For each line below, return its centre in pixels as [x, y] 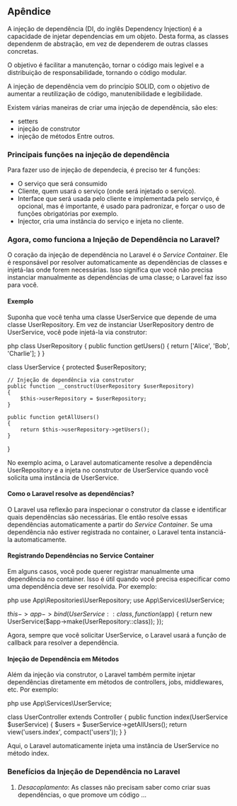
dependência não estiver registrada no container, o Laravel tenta [102, 532]
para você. [23, 285]
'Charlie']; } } [26, 353]
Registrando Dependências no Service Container [81, 555]
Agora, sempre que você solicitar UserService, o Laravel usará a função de [117, 635]
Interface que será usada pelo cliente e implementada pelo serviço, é [118, 199]
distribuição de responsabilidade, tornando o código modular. [97, 72]
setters [28, 121]
